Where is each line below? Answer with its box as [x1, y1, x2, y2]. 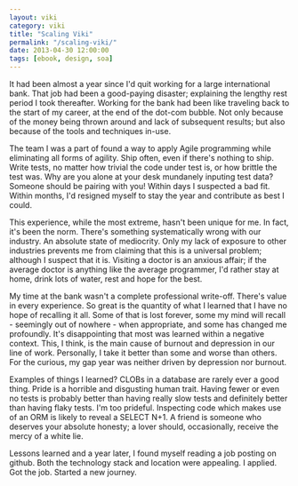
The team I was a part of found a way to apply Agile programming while [9, 143, 271, 154]
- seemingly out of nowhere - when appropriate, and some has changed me [9, 319, 287, 330]
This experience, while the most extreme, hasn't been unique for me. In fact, [9, 217, 289, 227]
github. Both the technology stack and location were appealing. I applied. [9, 458, 278, 467]
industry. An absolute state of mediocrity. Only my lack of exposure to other [9, 236, 287, 246]
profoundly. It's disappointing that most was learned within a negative [9, 329, 265, 339]
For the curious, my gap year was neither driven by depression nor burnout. [9, 357, 287, 367]
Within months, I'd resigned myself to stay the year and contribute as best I [9, 190, 285, 201]
